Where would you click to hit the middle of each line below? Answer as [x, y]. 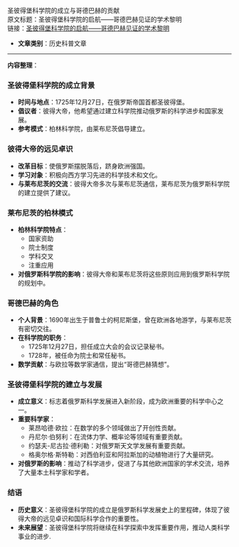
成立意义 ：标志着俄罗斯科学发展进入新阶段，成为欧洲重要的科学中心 [117, 401]
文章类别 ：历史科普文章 [52, 43]
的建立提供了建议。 [46, 192]
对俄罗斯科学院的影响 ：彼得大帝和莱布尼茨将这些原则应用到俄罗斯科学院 [123, 274]
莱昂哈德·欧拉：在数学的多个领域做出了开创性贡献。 [104, 428]
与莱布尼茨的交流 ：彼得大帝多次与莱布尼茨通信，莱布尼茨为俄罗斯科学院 [123, 184]
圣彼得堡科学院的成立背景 [51, 85]
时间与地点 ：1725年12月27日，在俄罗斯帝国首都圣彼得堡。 [103, 102]
